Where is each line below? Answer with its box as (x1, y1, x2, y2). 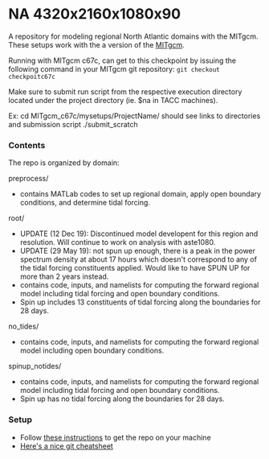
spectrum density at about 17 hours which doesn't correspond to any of (19, 254, 257, 264)
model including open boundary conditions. (19, 345, 165, 355)
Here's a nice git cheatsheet (19, 440, 114, 451)
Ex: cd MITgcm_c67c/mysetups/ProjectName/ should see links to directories (8, 110, 261, 121)
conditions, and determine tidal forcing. (19, 198, 151, 208)
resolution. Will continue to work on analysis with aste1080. (19, 238, 216, 247)
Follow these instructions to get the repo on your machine (19, 432, 211, 442)
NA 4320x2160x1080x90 (8, 5, 181, 23)
